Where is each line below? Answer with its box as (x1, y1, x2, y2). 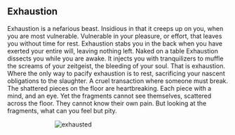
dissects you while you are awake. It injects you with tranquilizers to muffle (7, 54, 224, 63)
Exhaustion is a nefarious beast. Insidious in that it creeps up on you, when (7, 24, 224, 32)
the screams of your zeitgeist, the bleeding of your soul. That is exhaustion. (7, 61, 226, 70)
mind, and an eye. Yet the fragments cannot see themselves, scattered (7, 91, 212, 100)
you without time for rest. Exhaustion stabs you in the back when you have (7, 39, 223, 48)
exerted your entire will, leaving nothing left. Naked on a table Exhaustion (7, 46, 219, 55)
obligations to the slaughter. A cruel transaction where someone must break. (7, 77, 229, 85)
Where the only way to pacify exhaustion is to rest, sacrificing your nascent (7, 69, 226, 77)
